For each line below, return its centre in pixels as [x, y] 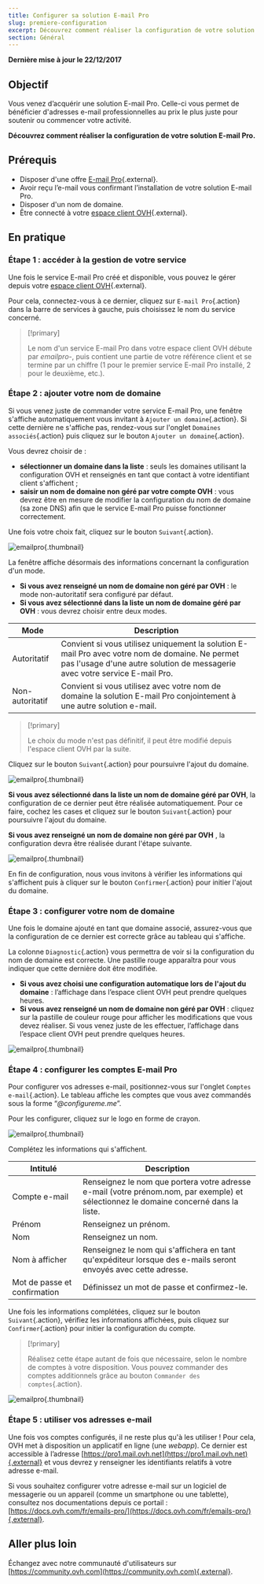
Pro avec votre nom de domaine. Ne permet [159, 653]
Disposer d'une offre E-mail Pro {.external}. [89, 179]
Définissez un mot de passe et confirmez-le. [165, 1287]
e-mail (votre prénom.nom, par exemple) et [163, 1192]
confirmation [36, 1293]
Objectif [28, 85]
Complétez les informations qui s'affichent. [78, 1149]
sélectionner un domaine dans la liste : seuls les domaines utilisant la [133, 466]
